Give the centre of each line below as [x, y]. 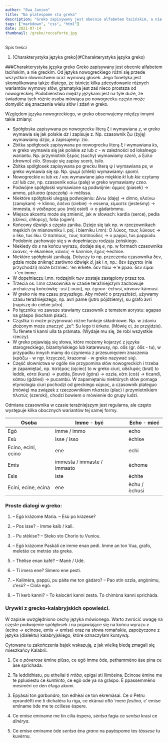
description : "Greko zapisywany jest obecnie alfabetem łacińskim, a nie [84, 19]
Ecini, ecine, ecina [29, 488]
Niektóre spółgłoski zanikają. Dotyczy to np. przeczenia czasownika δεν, [87, 257]
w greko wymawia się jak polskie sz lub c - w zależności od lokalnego [84, 150]
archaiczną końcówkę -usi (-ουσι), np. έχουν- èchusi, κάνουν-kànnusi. [85, 289]
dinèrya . [21, 721]
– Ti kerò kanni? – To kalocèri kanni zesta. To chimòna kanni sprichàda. [85, 595]
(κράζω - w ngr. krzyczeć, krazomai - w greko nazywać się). [75, 358]
